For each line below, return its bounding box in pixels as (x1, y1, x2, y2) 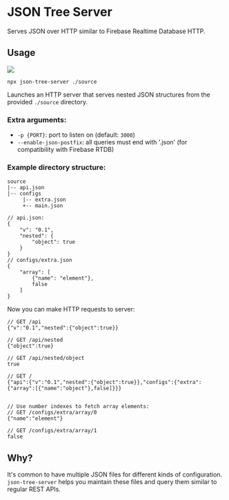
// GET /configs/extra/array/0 (7, 409, 97, 416)
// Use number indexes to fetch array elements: (7, 403, 150, 410)
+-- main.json (22, 202, 63, 209)
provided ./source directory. (7, 97, 88, 106)
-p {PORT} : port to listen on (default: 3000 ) (17, 131, 136, 139)
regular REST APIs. (7, 485, 61, 494)
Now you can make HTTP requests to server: (7, 305, 135, 314)
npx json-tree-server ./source (7, 78, 97, 85)
